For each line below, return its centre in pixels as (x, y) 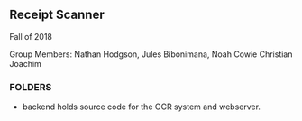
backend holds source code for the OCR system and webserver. (142, 107)
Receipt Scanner (57, 15)
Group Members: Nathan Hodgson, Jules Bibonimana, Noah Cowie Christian (151, 54)
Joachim (26, 63)
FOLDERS (31, 87)
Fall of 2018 (31, 36)
